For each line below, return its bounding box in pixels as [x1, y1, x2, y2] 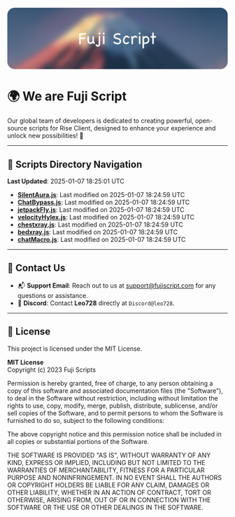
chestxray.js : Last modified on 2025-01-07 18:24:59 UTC [17, 220, 183, 229]
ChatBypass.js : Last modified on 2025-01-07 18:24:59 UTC [17, 198, 190, 207]
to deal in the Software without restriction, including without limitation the [7, 394, 218, 402]
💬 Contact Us [7, 262, 66, 274]
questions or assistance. [17, 291, 89, 300]
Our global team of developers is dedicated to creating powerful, [7, 116, 194, 125]
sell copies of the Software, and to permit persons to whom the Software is [7, 408, 224, 417]
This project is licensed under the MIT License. [7, 344, 143, 353]
